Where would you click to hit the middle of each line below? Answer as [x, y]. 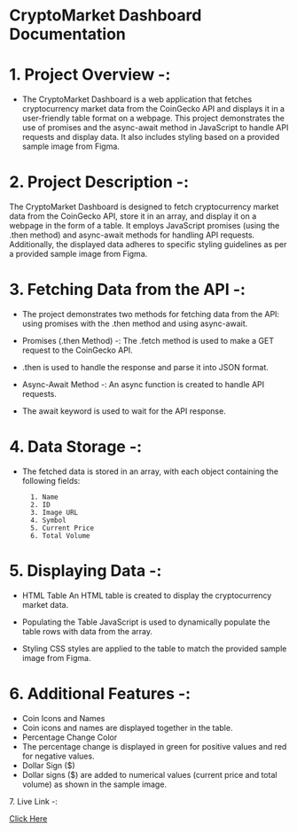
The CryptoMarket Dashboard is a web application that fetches [137, 99]
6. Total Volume [60, 536]
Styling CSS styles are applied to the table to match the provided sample [154, 649]
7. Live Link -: [33, 801]
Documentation [68, 34]
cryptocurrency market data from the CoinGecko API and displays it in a [153, 109]
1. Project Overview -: [90, 75]
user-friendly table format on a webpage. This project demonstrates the [153, 118]
